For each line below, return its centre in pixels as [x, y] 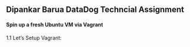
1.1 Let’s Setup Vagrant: [34, 38]
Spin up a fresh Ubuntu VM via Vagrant [55, 24]
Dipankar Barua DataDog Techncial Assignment [95, 10]
